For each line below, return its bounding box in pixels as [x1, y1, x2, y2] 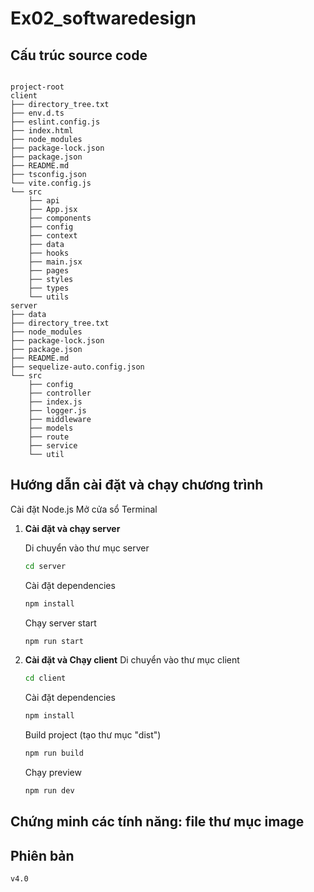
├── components [28, 213, 92, 223]
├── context [28, 231, 78, 241]
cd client [24, 673, 67, 684]
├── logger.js [28, 406, 87, 416]
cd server [24, 561, 67, 571]
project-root [10, 82, 65, 92]
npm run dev [24, 786, 75, 796]
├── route [28, 432, 70, 442]
